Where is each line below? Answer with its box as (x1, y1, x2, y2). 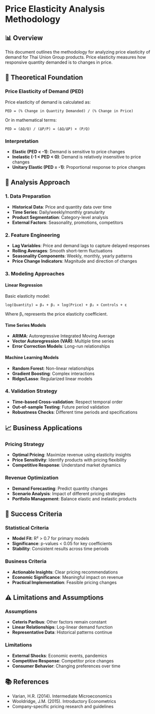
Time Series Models (5, 322, 46, 328)
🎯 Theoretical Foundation (5, 73, 84, 82)
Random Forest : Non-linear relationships (12, 365, 94, 371)
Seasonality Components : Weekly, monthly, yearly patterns (12, 253, 133, 259)
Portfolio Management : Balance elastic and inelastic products (12, 496, 137, 501)
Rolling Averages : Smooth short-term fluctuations (12, 248, 113, 253)
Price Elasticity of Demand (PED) (5, 88, 84, 95)
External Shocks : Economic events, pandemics (12, 653, 107, 659)
